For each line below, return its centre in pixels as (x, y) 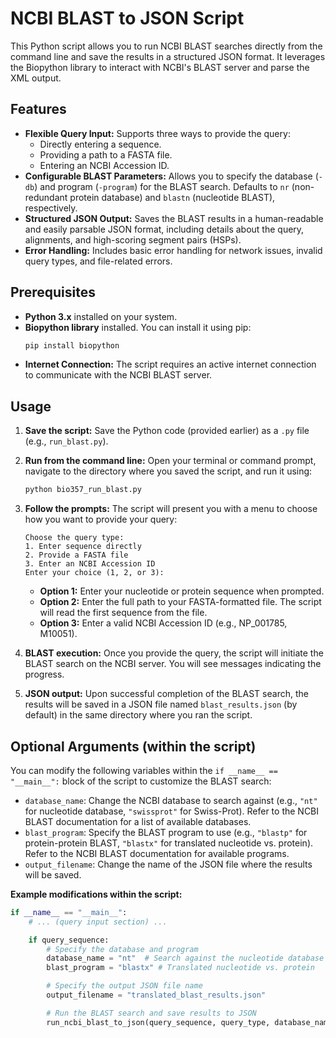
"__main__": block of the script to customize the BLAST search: (141, 781)
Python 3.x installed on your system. (101, 316)
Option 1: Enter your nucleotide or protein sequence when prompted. (182, 591)
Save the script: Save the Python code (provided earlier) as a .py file (167, 431)
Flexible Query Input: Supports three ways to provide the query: (157, 133)
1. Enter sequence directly (83, 547)
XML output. (36, 78)
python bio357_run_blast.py (83, 490)
